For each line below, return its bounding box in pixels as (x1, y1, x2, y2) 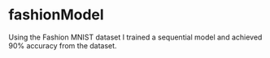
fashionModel (8, 6, 104, 24)
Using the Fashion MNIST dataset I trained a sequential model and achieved (8, 32, 263, 42)
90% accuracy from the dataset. (8, 40, 117, 50)
